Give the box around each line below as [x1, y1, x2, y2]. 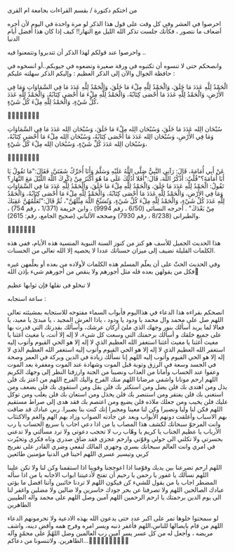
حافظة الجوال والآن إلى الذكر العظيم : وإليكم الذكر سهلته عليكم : [7, 69, 175, 77]
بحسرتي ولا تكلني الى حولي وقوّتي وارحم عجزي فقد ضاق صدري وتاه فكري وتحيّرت [7, 435, 223, 443]
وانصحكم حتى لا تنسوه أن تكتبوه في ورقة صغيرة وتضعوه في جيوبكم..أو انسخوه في [7, 62, 222, 69]
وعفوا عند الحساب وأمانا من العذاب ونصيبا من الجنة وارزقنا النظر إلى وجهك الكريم [7, 368, 220, 376]
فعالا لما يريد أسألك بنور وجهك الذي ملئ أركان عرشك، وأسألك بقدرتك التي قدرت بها [7, 323, 224, 331]
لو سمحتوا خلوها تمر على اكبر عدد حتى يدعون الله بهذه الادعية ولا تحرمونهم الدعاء [7, 514, 219, 522]
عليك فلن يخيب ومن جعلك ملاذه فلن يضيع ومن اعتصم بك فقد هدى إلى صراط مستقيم [7, 398, 229, 405]
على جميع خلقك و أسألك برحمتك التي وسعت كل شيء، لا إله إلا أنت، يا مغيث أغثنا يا [7, 330, 222, 339]
